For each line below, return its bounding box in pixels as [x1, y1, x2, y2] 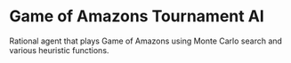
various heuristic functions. [9, 44, 109, 55]
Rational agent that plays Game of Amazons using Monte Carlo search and [9, 35, 283, 46]
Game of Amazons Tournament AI [9, 6, 264, 27]
